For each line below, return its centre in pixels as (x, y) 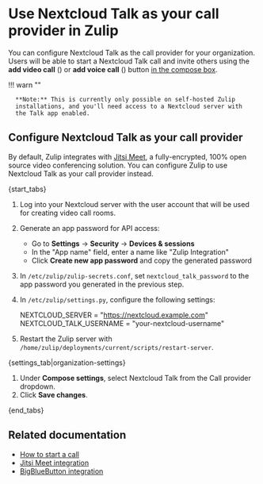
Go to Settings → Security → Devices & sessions (113, 244)
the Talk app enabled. (53, 113)
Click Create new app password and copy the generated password (141, 260)
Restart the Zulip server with (66, 339)
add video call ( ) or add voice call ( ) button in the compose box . (113, 69)
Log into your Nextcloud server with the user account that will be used (134, 204)
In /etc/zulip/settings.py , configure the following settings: (117, 299)
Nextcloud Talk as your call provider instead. (81, 173)
